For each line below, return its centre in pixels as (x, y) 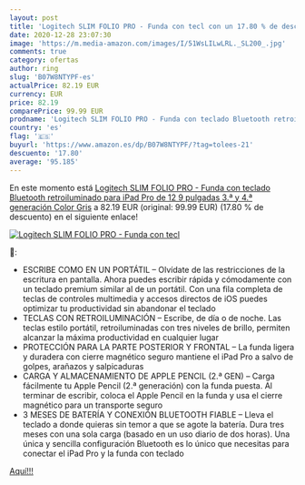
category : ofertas (44, 60)
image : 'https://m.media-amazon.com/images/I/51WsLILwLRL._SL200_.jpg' (148, 43)
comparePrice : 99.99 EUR (56, 111)
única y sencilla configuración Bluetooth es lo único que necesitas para (156, 443)
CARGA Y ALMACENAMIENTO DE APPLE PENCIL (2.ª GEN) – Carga (148, 376)
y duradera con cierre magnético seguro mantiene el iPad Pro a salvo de (157, 357)
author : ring (34, 69)
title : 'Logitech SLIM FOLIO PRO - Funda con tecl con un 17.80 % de (144, 26)
